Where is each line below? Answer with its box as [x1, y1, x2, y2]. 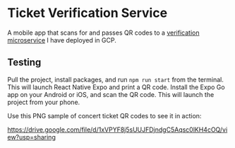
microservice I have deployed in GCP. [7, 35, 116, 44]
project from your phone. [7, 98, 80, 106]
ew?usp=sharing [7, 132, 56, 141]
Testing [7, 57, 42, 69]
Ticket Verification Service [7, 5, 168, 21]
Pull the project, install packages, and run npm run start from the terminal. [7, 75, 224, 84]
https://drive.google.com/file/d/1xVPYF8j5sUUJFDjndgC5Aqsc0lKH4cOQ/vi [7, 125, 228, 134]
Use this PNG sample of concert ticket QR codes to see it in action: [7, 111, 202, 120]
